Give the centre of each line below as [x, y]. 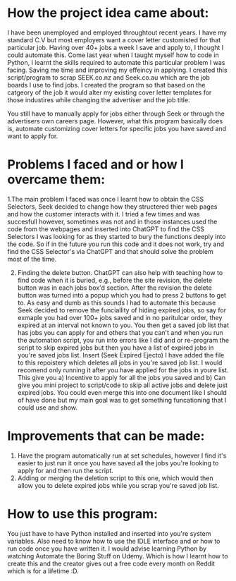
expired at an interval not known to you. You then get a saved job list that [123, 325]
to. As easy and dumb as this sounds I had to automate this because [117, 302]
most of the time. [32, 259]
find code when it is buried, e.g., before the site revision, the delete [115, 280]
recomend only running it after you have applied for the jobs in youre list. [123, 370]
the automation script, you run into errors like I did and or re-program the [123, 340]
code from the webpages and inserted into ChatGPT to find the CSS [106, 229]
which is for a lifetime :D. [43, 571]
